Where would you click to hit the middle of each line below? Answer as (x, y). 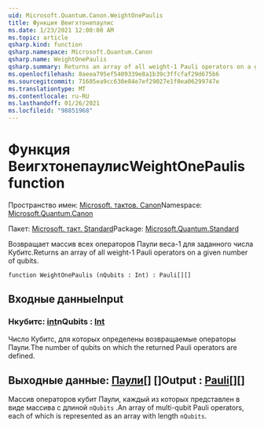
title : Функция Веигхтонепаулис (61, 23)
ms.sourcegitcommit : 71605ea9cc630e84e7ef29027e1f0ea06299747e (114, 81)
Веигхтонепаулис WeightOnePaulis (126, 167)
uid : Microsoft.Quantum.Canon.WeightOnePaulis (86, 15)
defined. (22, 355)
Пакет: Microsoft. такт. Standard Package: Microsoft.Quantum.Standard (124, 229)
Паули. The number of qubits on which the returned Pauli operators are (123, 347)
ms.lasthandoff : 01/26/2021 (54, 103)
